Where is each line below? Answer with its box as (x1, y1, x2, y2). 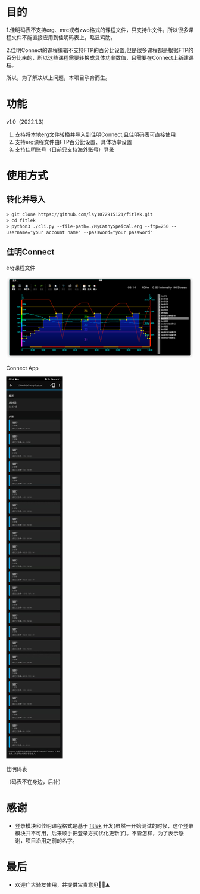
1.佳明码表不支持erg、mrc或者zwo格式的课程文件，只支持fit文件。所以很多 (6, 26, 189, 33)
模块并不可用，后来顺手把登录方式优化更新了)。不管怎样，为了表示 (14, 830, 179, 837)
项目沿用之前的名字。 (25, 837, 78, 844)
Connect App (6, 364, 39, 371)
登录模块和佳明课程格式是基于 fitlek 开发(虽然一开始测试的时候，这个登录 (14, 822, 194, 829)
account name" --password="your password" (46, 229, 153, 235)
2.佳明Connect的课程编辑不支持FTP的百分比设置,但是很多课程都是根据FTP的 (6, 46, 193, 54)
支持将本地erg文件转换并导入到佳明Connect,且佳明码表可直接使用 (14, 131, 176, 138)
